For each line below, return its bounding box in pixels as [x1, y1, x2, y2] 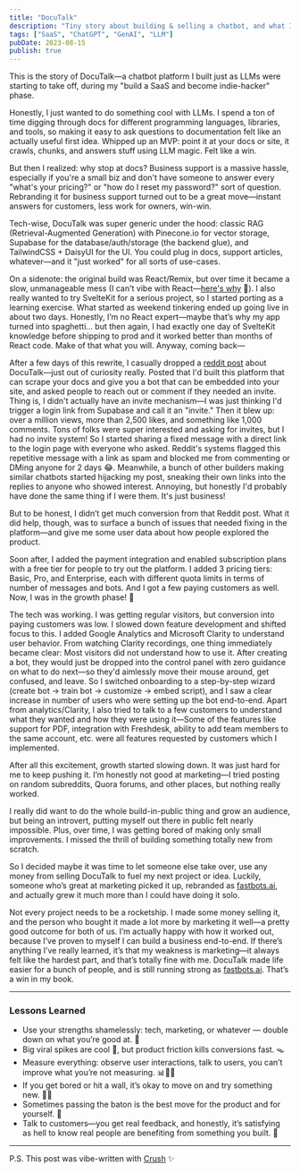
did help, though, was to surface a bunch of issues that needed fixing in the [9, 518, 287, 528]
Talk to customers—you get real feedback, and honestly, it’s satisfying [21, 1118, 281, 1129]
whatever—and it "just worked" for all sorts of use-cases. [9, 256, 221, 267]
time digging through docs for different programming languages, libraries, [9, 117, 280, 128]
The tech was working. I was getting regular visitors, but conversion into [9, 610, 275, 621]
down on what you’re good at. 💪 [21, 1034, 140, 1045]
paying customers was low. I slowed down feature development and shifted [9, 619, 287, 629]
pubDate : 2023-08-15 [9, 38, 87, 47]
